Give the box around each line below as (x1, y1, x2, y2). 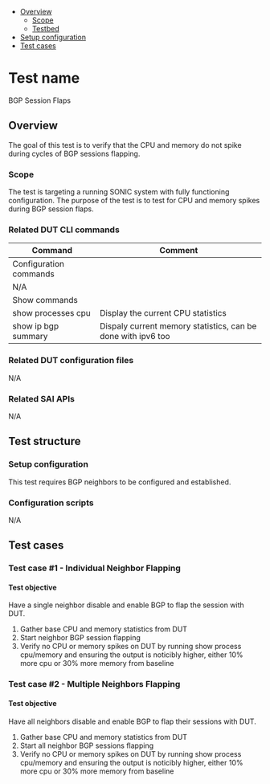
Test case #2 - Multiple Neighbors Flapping (8, 679, 181, 690)
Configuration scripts (8, 497, 94, 508)
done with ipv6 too (99, 331, 170, 342)
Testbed (31, 24, 59, 33)
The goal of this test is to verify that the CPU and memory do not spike (8, 140, 243, 149)
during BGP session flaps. (8, 204, 94, 214)
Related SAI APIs (8, 393, 75, 404)
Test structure (8, 435, 82, 448)
